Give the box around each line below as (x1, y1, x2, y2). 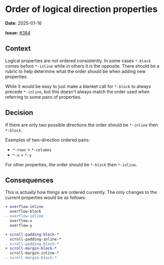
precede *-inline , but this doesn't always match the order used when (5, 89, 150, 95)
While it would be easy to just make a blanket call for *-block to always (5, 83, 151, 89)
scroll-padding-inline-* (9, 236, 61, 241)
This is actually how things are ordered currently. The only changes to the (5, 189, 157, 195)
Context (5, 44, 31, 53)
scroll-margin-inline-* (9, 250, 59, 256)
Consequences (5, 176, 54, 184)
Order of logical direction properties (5, 4, 158, 15)
